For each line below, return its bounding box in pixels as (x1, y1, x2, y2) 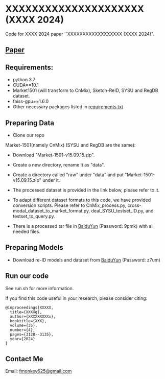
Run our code (5, 272, 49, 280)
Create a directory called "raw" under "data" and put (12, 172, 124, 178)
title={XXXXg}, (10, 310, 42, 315)
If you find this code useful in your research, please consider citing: (5, 295, 148, 301)
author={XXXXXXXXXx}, (10, 314, 56, 319)
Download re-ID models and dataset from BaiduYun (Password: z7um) (12, 256, 161, 263)
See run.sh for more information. (5, 285, 74, 291)
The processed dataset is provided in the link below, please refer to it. (12, 187, 160, 193)
